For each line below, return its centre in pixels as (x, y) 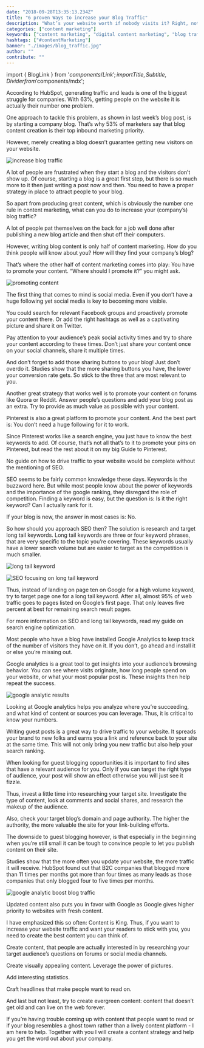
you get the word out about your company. (60, 1038)
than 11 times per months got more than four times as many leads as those (99, 874)
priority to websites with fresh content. (55, 911)
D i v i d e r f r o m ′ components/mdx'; (46, 81)
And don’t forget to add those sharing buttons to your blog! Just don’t (93, 362)
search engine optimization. (41, 627)
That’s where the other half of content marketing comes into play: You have (100, 264)
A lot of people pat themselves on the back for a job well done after (90, 228)
